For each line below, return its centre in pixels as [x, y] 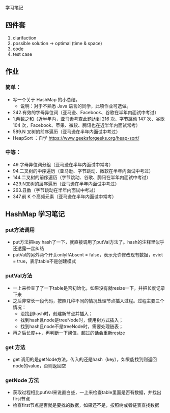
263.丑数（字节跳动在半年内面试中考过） [55, 190]
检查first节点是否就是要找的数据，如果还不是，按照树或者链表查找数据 [86, 405]
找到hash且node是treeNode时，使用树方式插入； [72, 320]
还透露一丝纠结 [28, 248]
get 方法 [15, 347]
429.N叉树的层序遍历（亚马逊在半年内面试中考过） [66, 184]
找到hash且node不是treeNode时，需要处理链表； [72, 326]
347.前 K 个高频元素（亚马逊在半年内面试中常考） [64, 197]
